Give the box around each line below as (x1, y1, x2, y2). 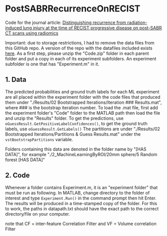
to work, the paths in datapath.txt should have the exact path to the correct (5, 206, 159, 212)
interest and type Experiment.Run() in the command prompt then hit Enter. (5, 195, 157, 201)
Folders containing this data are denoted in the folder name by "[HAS (5, 146, 147, 152)
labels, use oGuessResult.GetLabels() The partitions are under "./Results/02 (5, 126, 161, 132)
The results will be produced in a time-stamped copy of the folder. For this (5, 200, 158, 206)
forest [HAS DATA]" (5, 157, 45, 163)
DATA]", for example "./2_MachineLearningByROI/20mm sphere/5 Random (5, 151, 158, 157)
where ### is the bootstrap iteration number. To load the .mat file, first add (5, 104, 158, 110)
